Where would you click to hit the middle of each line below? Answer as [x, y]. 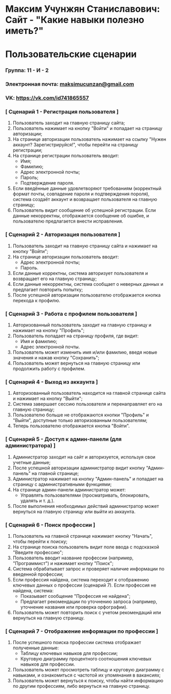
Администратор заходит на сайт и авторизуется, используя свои [84, 457]
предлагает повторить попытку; [48, 289]
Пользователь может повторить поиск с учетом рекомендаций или [87, 612]
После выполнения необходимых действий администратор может [86, 506]
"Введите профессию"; [38, 552]
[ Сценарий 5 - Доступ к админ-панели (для [63, 439]
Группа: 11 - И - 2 [27, 70]
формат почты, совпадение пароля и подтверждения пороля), [81, 194]
